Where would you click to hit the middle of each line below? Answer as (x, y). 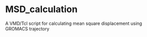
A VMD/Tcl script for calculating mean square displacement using (74, 23)
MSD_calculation (41, 9)
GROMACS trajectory (27, 28)
